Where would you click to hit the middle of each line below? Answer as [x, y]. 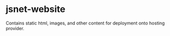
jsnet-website [35, 9]
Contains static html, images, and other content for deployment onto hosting [85, 23]
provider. [15, 28]
